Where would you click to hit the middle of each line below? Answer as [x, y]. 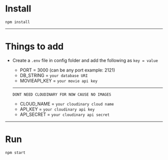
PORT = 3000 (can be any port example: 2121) [67, 70]
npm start [15, 152]
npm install [17, 22]
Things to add [34, 47]
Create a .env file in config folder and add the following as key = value [85, 60]
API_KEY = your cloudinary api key [57, 109]
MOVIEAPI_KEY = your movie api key [58, 80]
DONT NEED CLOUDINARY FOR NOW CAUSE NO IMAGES [62, 94]
